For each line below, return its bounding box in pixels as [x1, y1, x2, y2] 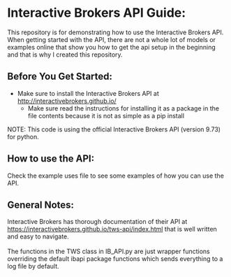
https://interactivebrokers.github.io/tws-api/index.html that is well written [7, 225, 218, 234]
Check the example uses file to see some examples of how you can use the [7, 171, 225, 180]
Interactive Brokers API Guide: [7, 5, 186, 21]
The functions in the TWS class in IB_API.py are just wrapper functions [7, 247, 211, 256]
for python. [7, 132, 40, 141]
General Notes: [7, 199, 75, 211]
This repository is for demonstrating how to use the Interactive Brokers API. [7, 28, 224, 36]
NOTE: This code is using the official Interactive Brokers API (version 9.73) [7, 125, 221, 134]
